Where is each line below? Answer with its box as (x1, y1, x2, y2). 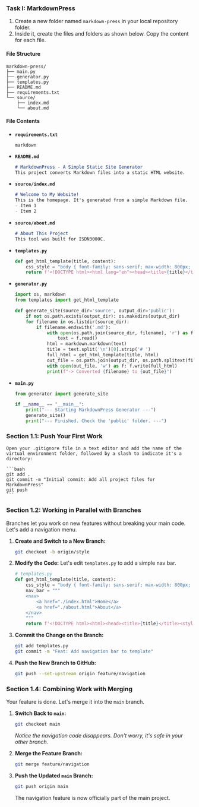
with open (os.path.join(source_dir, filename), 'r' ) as (46, 330, 188, 336)
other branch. (14, 738, 49, 745)
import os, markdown (14, 292, 66, 298)
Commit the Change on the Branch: (14, 631, 104, 639)
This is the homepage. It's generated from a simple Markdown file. (14, 197, 188, 203)
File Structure (6, 50, 40, 57)
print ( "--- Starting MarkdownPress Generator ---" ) (26, 407, 156, 413)
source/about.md (14, 220, 55, 226)
